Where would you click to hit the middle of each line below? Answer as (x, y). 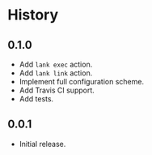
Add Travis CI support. (57, 90)
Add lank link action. (56, 73)
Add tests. (36, 99)
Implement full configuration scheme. (82, 82)
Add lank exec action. (56, 64)
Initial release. (42, 144)
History (33, 15)
